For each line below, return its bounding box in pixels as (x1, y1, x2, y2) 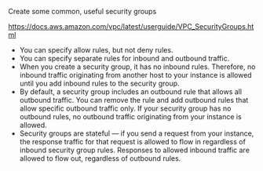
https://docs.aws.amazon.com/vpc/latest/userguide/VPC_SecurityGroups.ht (8, 22, 254, 31)
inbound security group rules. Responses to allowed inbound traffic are (19, 145, 250, 155)
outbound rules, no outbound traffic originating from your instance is (19, 112, 242, 121)
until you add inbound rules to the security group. (19, 78, 180, 88)
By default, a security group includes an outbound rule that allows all (19, 87, 242, 96)
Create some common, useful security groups (8, 7, 157, 16)
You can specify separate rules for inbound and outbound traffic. (19, 54, 230, 63)
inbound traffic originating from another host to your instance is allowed (19, 71, 253, 79)
